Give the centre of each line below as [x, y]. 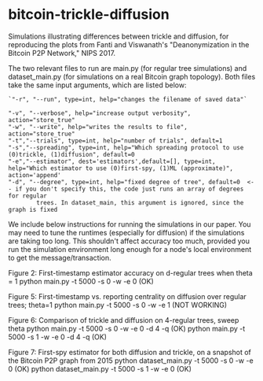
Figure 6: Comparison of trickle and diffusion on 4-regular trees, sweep [124, 320]
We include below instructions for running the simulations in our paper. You [130, 224]
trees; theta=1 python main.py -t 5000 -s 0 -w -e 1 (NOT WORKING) [118, 305]
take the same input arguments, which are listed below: [97, 85]
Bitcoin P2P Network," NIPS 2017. [62, 53]
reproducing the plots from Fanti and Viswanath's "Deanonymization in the [129, 44]
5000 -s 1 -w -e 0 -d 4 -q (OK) [58, 337]
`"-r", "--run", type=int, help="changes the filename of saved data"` [128, 99]
